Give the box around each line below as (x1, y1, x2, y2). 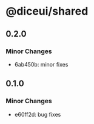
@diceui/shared (5, 4, 89, 18)
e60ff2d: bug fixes (14, 111, 61, 118)
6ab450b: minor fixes (14, 60, 69, 68)
